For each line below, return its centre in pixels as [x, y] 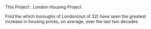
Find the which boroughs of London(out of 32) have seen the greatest [75, 16]
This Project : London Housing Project [43, 7]
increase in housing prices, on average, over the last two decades [72, 22]
